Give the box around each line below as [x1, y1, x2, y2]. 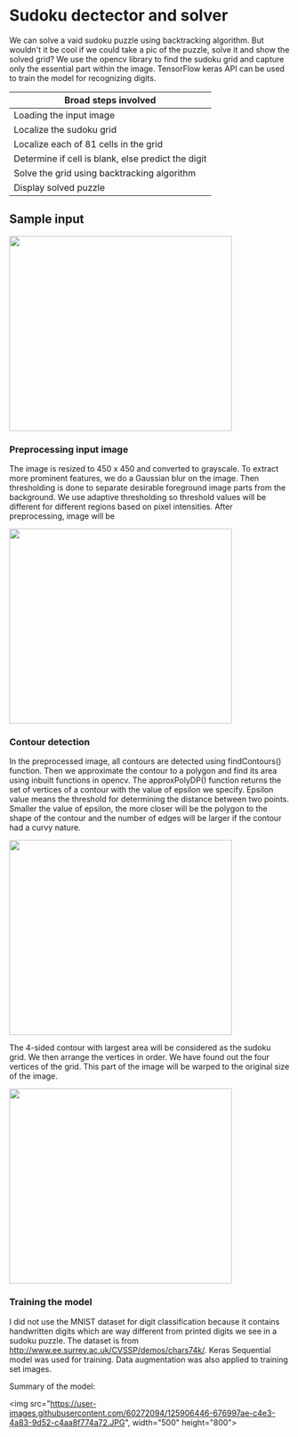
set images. [9, 1363, 52, 1374]
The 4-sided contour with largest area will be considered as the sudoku [9, 1042, 271, 1053]
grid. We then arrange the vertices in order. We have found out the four [9, 1052, 270, 1063]
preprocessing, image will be [9, 511, 116, 521]
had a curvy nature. [9, 822, 82, 833]
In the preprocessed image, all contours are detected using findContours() [9, 756, 282, 767]
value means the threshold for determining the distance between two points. [9, 794, 290, 805]
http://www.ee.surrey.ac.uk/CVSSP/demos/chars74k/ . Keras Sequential [9, 1344, 271, 1355]
